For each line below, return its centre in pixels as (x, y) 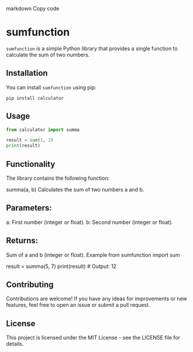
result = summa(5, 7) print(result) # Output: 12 (61, 266)
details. (15, 344)
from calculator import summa (43, 130)
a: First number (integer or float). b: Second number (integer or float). (90, 222)
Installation (27, 73)
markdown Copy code (33, 9)
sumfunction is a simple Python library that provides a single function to (92, 48)
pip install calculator (35, 98)
